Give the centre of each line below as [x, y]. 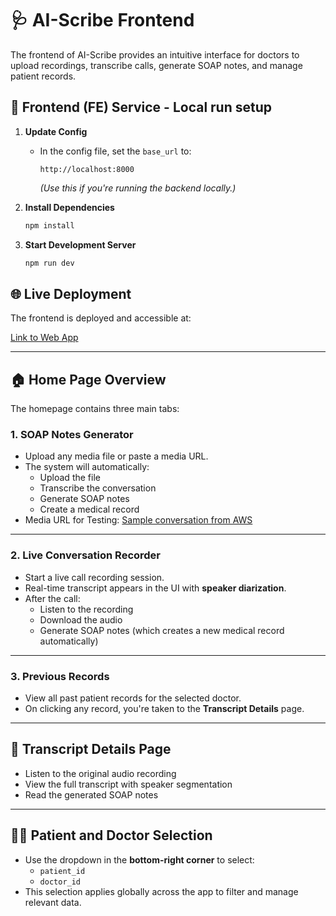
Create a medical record [89, 509]
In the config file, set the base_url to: [115, 151]
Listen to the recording [86, 609]
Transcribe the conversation [98, 488]
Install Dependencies [69, 207]
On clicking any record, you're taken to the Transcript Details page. [164, 709]
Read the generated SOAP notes [91, 794]
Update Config [56, 131]
